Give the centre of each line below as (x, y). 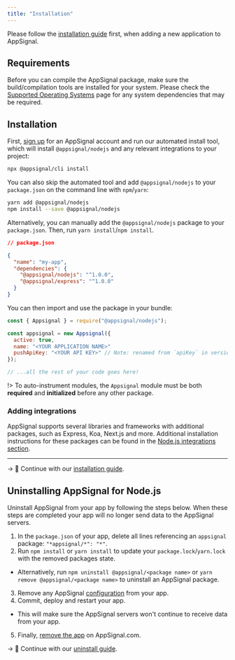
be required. (25, 102)
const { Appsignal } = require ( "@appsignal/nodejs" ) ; (87, 321)
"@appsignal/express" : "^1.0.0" (67, 282)
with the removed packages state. (66, 558)
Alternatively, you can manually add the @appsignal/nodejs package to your (116, 222)
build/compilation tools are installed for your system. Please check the (108, 88)
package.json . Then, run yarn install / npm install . (81, 230)
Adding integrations (42, 411)
